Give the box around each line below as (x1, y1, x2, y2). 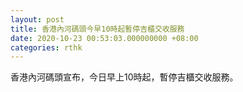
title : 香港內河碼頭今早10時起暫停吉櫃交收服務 (10, 24, 185, 34)
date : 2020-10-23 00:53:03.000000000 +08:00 (10, 33, 199, 43)
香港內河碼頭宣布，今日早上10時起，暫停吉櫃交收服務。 (10, 71, 239, 83)
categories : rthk (10, 42, 83, 53)
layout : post (10, 14, 65, 25)
